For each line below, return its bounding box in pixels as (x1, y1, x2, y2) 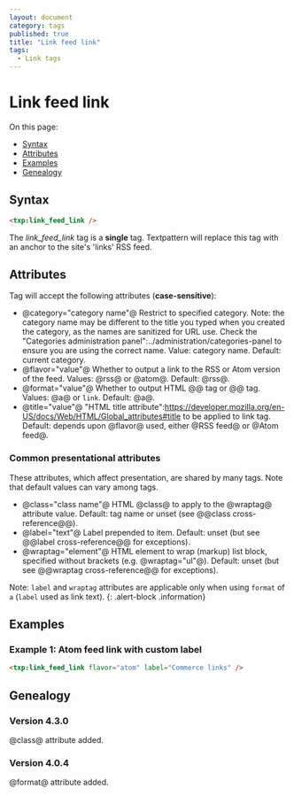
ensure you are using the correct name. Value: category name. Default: (21, 345, 282, 356)
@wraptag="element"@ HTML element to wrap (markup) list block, (21, 545, 267, 556)
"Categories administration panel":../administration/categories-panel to (21, 336, 282, 346)
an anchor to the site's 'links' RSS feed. (9, 241, 152, 252)
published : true (9, 29, 69, 38)
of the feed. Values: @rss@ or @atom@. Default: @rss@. (21, 374, 230, 384)
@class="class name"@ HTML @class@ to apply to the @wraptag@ (21, 498, 273, 509)
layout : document (9, 12, 73, 22)
